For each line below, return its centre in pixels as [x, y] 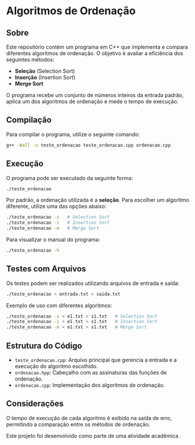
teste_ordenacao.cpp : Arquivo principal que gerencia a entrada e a [96, 360]
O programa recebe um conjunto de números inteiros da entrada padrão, [95, 95]
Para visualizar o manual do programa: [53, 239]
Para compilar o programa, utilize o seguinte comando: [73, 134]
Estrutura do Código [44, 346]
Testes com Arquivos [46, 269]
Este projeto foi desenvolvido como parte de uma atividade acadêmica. [93, 436]
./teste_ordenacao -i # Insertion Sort [58, 223]
